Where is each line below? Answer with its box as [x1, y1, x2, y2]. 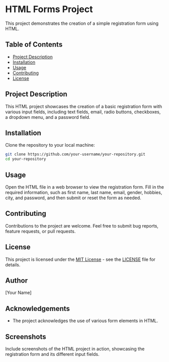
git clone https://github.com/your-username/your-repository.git [5, 152, 145, 157]
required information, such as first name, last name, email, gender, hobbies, [5, 189, 162, 195]
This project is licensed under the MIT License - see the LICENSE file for [5, 256, 155, 262]
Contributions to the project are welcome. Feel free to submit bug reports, [5, 222, 159, 229]
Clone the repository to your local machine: [5, 142, 95, 148]
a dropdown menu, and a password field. [5, 114, 91, 120]
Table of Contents [5, 40, 63, 49]
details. [5, 261, 21, 267]
